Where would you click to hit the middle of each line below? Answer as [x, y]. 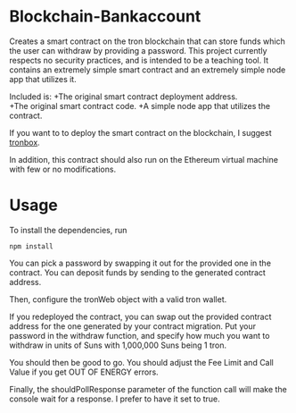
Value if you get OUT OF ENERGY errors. [84, 372]
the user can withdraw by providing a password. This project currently [138, 50]
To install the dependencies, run [68, 230]
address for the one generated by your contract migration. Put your [133, 326]
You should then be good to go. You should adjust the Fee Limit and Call [142, 362]
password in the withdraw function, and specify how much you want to [140, 335]
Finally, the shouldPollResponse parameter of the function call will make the [148, 389]
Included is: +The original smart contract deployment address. [123, 97]
